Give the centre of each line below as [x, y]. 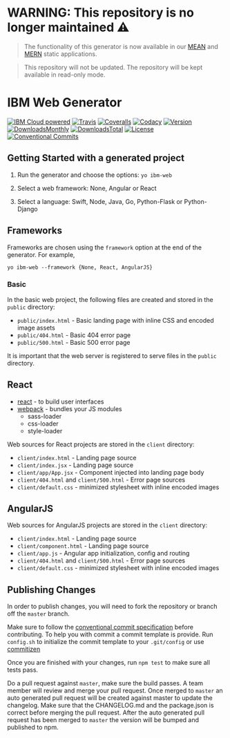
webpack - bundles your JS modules [69, 408]
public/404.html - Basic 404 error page [74, 335]
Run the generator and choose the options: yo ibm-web [95, 175]
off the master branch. [39, 614]
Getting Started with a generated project [96, 158]
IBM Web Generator [65, 103]
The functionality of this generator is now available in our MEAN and [121, 46]
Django [27, 209]
